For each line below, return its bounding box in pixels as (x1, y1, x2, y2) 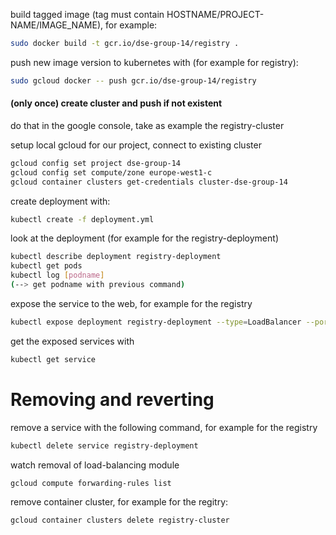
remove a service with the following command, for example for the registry (10, 421, 318, 433)
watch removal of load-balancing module (10, 459, 180, 471)
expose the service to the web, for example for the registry (10, 297, 253, 309)
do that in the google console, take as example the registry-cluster (10, 119, 285, 131)
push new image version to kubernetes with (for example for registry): (10, 56, 299, 68)
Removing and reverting (10, 388, 215, 411)
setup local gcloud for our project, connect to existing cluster (10, 139, 262, 151)
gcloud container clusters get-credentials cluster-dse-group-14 (10, 177, 288, 187)
